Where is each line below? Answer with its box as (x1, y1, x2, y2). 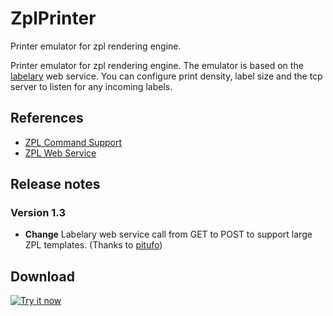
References (10, 110, 84, 127)
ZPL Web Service (24, 147, 97, 159)
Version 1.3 (10, 206, 67, 220)
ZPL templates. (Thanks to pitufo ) (24, 239, 163, 251)
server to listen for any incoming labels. (10, 80, 173, 92)
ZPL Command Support (24, 136, 123, 148)
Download (10, 268, 75, 285)
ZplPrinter (10, 7, 97, 30)
